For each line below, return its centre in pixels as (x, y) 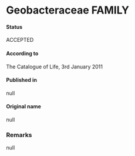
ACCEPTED (20, 40)
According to (22, 53)
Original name (23, 107)
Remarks (19, 135)
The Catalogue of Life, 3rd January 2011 (54, 67)
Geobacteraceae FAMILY (68, 10)
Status (14, 26)
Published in (21, 80)
